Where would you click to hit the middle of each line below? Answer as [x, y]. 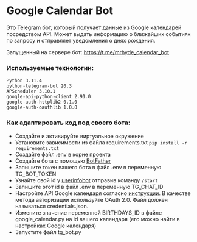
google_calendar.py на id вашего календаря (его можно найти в [98, 219]
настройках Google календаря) [56, 226]
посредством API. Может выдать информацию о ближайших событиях [98, 34]
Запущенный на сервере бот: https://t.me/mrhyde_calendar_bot [88, 52]
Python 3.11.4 [24, 81]
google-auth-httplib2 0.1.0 [42, 102]
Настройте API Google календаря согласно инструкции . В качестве [103, 193]
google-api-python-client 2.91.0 [49, 97]
